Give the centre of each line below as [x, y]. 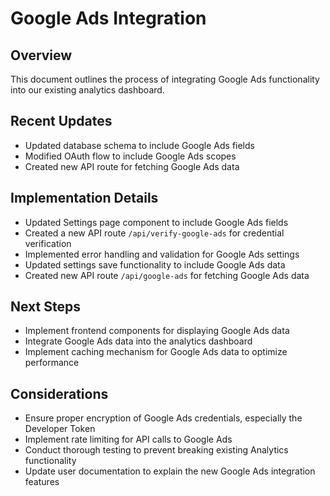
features [42, 482]
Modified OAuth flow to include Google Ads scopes [130, 156]
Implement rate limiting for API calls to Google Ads [128, 439]
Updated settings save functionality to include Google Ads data [155, 264]
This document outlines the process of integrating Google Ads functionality [165, 79]
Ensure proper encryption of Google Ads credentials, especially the [163, 418]
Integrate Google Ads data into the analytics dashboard [138, 341]
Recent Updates [61, 121]
